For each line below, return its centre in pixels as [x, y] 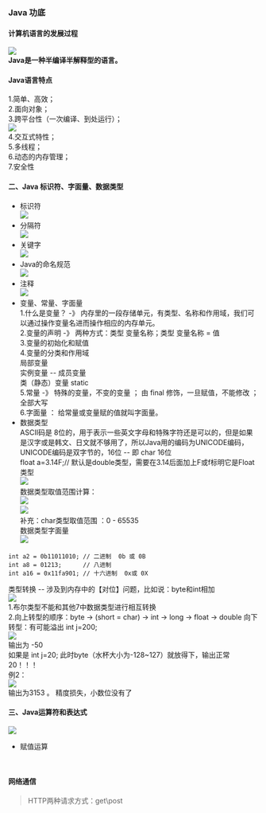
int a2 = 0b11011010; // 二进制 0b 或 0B [77, 556]
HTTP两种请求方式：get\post [75, 800]
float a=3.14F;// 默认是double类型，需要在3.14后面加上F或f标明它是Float [137, 462]
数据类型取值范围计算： [58, 491]
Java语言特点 [31, 80]
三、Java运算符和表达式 [48, 712]
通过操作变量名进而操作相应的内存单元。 [93, 322]
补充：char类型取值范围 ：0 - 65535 [79, 520]
